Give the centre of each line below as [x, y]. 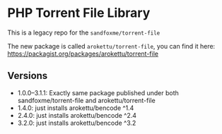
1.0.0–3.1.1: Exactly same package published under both [98, 92]
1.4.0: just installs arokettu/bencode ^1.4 [76, 108]
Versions [28, 76]
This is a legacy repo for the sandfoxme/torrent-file [84, 32]
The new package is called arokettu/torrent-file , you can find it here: [111, 46]
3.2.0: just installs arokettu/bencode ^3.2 [77, 123]
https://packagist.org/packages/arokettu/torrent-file [83, 54]
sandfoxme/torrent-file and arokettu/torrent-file [86, 100]
